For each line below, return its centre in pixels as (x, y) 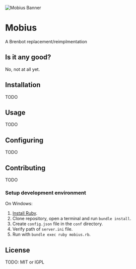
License (18, 250)
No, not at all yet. (23, 69)
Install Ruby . (25, 213)
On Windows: (19, 204)
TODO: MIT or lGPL (25, 262)
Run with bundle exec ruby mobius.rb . (51, 235)
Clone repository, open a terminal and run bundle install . (72, 219)
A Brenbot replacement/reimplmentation (46, 41)
